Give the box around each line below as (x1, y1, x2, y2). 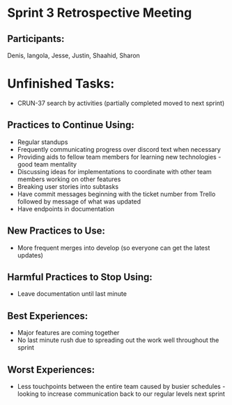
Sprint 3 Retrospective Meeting (7, 5, 192, 21)
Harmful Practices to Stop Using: (7, 271, 153, 283)
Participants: (7, 33, 65, 45)
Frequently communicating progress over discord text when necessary (17, 145, 221, 153)
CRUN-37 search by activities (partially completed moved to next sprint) (17, 99, 225, 107)
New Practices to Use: (7, 225, 106, 237)
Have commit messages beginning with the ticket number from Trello (17, 190, 216, 198)
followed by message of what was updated (17, 197, 141, 206)
